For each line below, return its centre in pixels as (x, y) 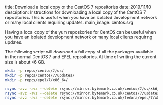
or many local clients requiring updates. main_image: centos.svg (69, 22)
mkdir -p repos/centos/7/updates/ (40, 75)
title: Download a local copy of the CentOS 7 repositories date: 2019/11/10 (78, 7)
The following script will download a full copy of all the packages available (79, 52)
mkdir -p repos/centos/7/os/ (34, 71)
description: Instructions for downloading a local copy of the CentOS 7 (75, 12)
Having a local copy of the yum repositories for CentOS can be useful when (81, 32)
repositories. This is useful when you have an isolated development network (81, 17)
